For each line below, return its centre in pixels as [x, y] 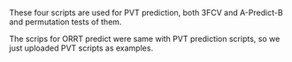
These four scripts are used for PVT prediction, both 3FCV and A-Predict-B [146, 13]
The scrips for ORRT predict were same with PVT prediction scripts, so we [145, 39]
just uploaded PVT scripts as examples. [81, 48]
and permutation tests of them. [65, 22]
